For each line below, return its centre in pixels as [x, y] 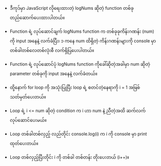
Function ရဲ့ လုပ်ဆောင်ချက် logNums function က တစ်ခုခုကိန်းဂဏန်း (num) [82, 31]
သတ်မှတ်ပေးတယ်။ [28, 97]
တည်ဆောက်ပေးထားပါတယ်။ [37, 18]
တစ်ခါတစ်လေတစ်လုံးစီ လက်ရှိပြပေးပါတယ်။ [52, 50]
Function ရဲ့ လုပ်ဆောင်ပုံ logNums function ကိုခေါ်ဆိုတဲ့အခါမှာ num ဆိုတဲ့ [80, 64]
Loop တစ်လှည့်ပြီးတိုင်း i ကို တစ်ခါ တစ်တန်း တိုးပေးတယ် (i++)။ [69, 157]
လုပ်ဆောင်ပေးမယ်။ [28, 120]
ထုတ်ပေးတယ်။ [24, 143]
